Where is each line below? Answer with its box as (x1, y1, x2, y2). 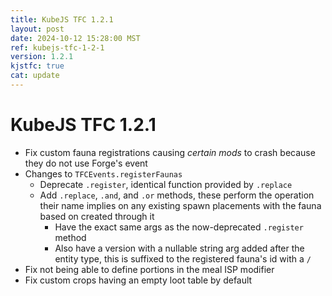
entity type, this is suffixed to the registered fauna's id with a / (54, 252, 312, 265)
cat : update (10, 71, 60, 81)
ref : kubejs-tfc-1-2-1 (10, 42, 105, 53)
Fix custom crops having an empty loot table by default (24, 274, 253, 286)
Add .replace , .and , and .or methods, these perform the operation (39, 189, 315, 201)
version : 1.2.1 (10, 52, 74, 62)
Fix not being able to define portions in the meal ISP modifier (24, 263, 275, 275)
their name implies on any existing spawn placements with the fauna (39, 199, 322, 211)
